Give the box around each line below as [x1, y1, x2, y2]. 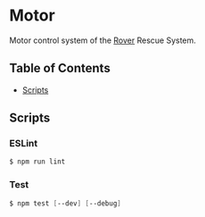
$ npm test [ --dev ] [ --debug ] [9, 198, 122, 208]
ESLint [9, 138, 38, 150]
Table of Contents [9, 61, 111, 76]
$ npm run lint [9, 157, 66, 166]
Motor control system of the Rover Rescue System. [9, 35, 196, 46]
